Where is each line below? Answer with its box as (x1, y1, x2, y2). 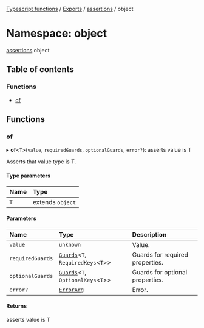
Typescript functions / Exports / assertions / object (6, 5, 134, 12)
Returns (6, 302, 27, 310)
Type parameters (6, 172, 51, 179)
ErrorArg (58, 286, 84, 293)
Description (132, 230, 167, 238)
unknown (58, 241, 81, 248)
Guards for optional (132, 268, 188, 276)
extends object (32, 198, 76, 206)
